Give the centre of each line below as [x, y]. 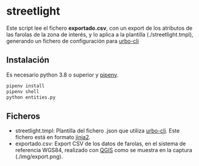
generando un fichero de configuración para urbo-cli [72, 41]
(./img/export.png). [39, 157]
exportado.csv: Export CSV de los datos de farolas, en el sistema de [100, 144]
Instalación [28, 60]
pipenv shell [23, 92]
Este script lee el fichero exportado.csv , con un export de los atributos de [100, 28]
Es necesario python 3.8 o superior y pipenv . [62, 75]
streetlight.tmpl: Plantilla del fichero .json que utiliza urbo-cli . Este [97, 131]
